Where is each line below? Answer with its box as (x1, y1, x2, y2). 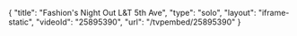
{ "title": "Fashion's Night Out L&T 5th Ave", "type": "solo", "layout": (8, 8, 257, 18)
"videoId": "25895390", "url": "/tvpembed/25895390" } (36, 17, 241, 27)
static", (8, 17, 35, 27)
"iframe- (258, 8, 290, 18)
